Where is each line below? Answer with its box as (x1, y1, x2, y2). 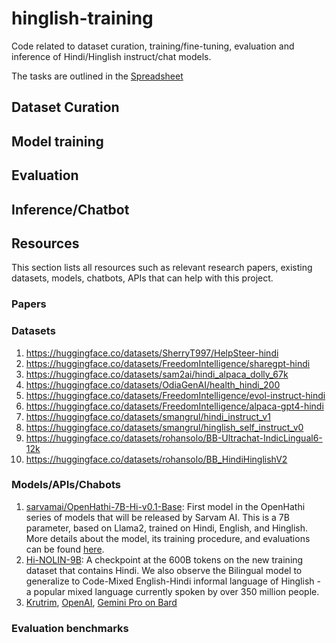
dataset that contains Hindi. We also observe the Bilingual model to (25, 564, 303, 576)
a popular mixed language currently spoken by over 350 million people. (25, 585, 320, 597)
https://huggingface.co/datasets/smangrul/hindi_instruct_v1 (25, 410, 271, 422)
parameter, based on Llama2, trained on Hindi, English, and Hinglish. (25, 522, 309, 534)
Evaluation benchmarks (11, 621, 129, 635)
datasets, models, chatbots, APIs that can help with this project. (11, 272, 274, 284)
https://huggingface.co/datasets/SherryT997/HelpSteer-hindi (25, 347, 279, 359)
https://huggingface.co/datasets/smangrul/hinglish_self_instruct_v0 (25, 421, 304, 433)
